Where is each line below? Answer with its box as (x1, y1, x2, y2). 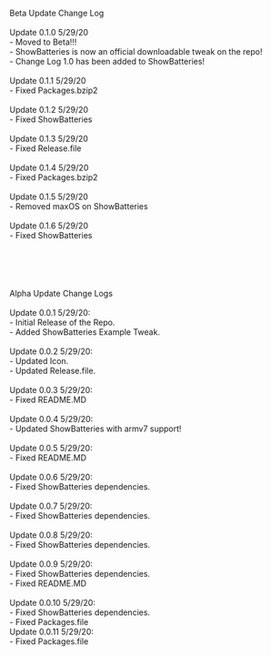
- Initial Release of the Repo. (9, 317, 115, 328)
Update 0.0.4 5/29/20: (9, 414, 94, 424)
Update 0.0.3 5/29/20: (9, 385, 93, 395)
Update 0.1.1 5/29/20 (9, 76, 86, 86)
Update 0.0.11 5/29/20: (9, 626, 94, 637)
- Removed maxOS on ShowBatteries (9, 201, 148, 211)
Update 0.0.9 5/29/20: (9, 559, 94, 570)
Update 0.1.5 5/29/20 (9, 191, 89, 202)
